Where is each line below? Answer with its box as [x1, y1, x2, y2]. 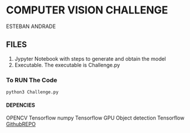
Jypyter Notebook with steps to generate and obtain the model [14, 55, 167, 62]
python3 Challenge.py [6, 89, 59, 95]
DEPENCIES [6, 101, 35, 108]
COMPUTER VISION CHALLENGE [6, 3, 168, 17]
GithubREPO [6, 121, 36, 128]
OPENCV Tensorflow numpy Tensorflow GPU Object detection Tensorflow [6, 114, 185, 121]
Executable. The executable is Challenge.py [14, 61, 120, 68]
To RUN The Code [6, 76, 57, 84]
